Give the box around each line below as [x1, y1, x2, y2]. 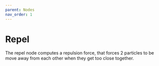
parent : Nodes [5, 7, 35, 12]
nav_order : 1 [5, 12, 33, 17]
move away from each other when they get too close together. [5, 55, 134, 61]
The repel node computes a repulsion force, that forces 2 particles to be [5, 50, 154, 56]
